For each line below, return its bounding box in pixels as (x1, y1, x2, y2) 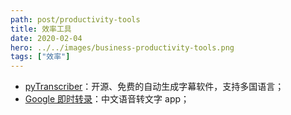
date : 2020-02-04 (10, 33, 83, 43)
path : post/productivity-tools (10, 14, 141, 25)
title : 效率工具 (10, 24, 72, 34)
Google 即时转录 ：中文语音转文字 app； (24, 93, 190, 105)
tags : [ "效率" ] (10, 52, 71, 62)
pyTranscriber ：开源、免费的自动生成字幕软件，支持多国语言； (24, 81, 285, 93)
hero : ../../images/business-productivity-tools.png (10, 42, 235, 53)
